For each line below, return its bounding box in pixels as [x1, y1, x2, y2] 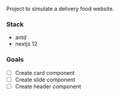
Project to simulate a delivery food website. [6, 5, 115, 12]
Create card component [15, 69, 75, 76]
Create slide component [15, 75, 76, 83]
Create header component [15, 83, 82, 90]
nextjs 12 [15, 40, 38, 48]
